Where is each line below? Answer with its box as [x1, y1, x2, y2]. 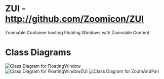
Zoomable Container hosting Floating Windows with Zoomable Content [5, 29, 150, 35]
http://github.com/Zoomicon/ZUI [5, 13, 144, 25]
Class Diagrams [5, 47, 71, 58]
